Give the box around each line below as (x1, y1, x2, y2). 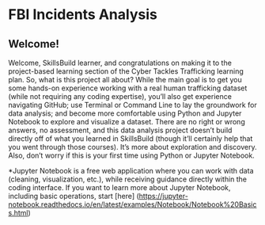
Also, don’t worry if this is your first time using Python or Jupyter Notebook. (8, 151, 255, 160)
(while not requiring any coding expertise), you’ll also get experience (8, 92, 232, 101)
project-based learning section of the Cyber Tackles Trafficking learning (8, 67, 244, 76)
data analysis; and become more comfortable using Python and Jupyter (8, 109, 242, 118)
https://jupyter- (138, 192, 188, 200)
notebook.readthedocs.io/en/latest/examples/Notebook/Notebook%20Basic (8, 200, 257, 209)
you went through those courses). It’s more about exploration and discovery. (8, 143, 257, 151)
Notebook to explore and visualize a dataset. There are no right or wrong (8, 117, 245, 126)
